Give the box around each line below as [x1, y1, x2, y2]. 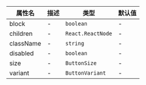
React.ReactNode [65, 30, 113, 37]
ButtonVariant [65, 70, 106, 76]
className [9, 39, 41, 47]
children [9, 30, 33, 38]
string [65, 40, 85, 47]
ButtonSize [65, 60, 97, 66]
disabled [9, 49, 34, 57]
